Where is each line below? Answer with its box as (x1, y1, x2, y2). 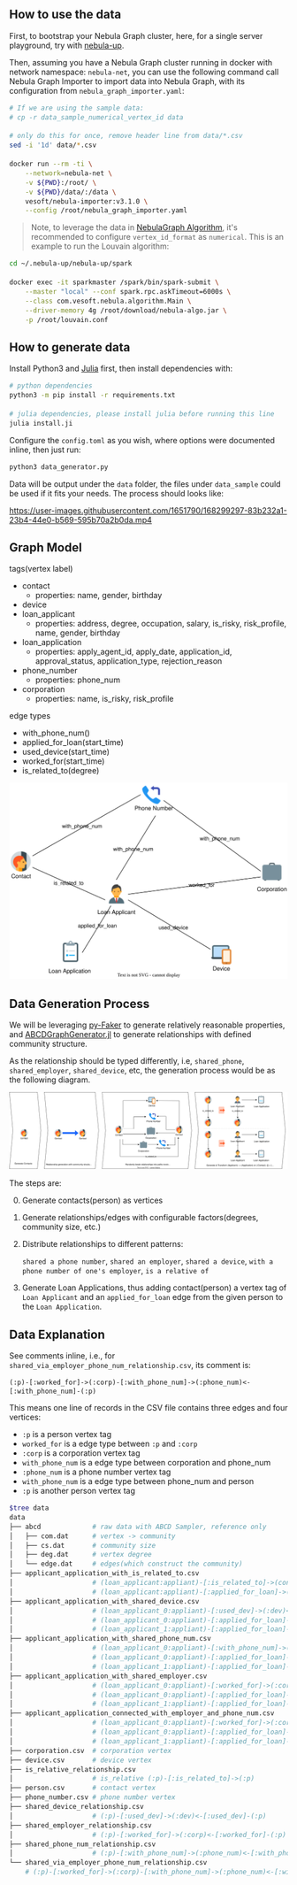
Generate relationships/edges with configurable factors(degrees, (21, 1212, 259, 1223)
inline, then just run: (9, 444, 81, 455)
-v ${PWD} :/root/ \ (25, 178, 97, 187)
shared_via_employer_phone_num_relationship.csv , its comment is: (9, 1360, 252, 1371)
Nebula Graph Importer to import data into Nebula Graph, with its (9, 75, 246, 87)
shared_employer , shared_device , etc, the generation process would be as (9, 1066, 276, 1075)
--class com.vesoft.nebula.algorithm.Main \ (25, 296, 192, 305)
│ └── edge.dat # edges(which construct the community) (9, 1559, 243, 1569)
